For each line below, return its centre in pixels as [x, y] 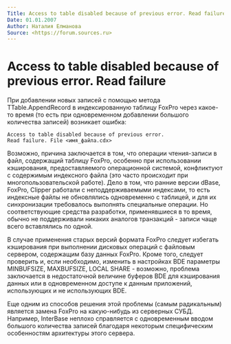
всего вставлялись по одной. [50, 227]
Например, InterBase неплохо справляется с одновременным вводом [110, 319]
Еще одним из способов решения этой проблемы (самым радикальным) [114, 304]
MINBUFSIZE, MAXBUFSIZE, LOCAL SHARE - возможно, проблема [103, 269]
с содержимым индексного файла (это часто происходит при [98, 175]
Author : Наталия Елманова [44, 26]
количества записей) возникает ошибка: [67, 122]
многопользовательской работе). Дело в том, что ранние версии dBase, [114, 183]
